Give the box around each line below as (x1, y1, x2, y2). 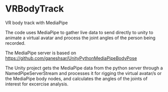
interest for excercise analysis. (5, 81, 69, 87)
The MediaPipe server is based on (5, 50, 76, 56)
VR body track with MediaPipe (5, 20, 68, 26)
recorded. (5, 40, 26, 46)
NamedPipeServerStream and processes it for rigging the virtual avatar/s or (5, 70, 162, 76)
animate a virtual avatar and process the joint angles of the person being (5, 35, 156, 41)
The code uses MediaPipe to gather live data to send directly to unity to (5, 29, 153, 35)
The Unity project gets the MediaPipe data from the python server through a (5, 65, 163, 71)
